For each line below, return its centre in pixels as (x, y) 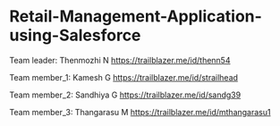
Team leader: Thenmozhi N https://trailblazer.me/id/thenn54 (120, 60)
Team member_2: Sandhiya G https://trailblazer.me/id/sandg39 (125, 95)
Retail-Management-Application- (136, 17)
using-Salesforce (75, 35)
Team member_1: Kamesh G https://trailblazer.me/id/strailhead (124, 77)
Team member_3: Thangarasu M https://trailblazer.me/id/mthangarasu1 (140, 112)
